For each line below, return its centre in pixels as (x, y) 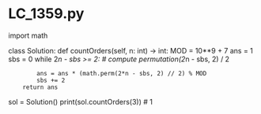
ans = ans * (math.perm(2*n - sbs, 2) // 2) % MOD (122, 73)
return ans (40, 87)
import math (28, 35)
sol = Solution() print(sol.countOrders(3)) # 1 (80, 101)
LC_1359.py (46, 14)
